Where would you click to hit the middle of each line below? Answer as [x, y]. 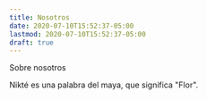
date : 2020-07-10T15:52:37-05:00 [72, 26]
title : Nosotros [39, 17]
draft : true [31, 42]
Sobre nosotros [38, 68]
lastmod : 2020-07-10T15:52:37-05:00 [78, 34]
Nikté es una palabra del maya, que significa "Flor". [104, 85]
